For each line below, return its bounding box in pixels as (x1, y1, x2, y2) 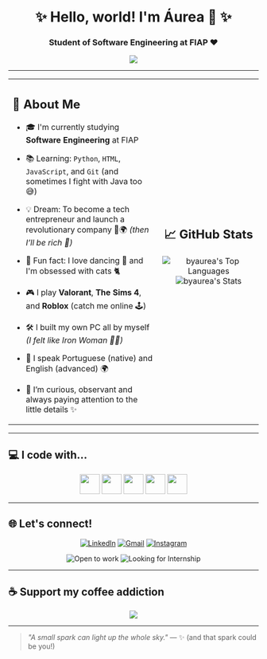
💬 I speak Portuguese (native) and (25, 352, 153, 363)
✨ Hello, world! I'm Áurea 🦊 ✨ (35, 8, 232, 26)
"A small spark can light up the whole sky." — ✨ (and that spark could (27, 633, 257, 642)
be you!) (27, 641, 56, 651)
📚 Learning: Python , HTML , (25, 152, 122, 163)
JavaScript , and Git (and (25, 166, 119, 177)
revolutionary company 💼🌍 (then (25, 224, 149, 235)
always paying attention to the (25, 394, 138, 405)
